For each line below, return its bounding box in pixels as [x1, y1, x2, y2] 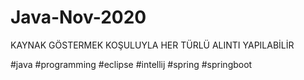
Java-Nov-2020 [10, 6, 147, 29]
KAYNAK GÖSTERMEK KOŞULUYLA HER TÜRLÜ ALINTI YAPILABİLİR [10, 39, 295, 51]
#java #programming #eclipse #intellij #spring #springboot [10, 58, 253, 70]
